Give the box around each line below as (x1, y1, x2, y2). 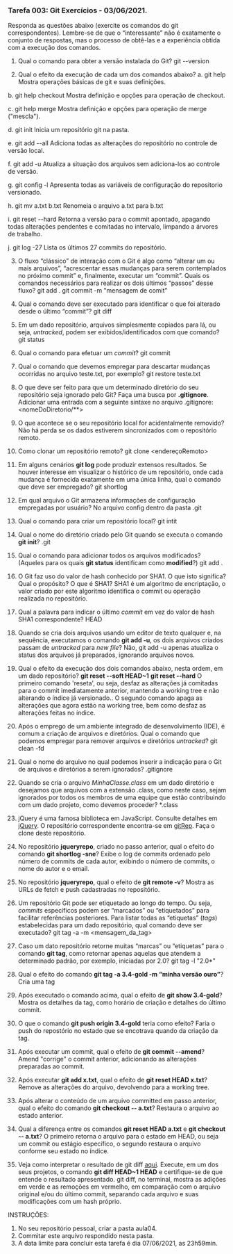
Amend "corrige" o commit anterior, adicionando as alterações (17, 1055, 197, 1064)
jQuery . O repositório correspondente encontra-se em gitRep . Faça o (17, 822, 216, 830)
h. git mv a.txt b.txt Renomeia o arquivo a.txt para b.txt (8, 202, 164, 210)
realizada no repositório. (17, 594, 88, 603)
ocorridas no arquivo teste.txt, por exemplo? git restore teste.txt (17, 370, 200, 378)
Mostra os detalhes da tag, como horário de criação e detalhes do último (17, 998, 226, 1007)
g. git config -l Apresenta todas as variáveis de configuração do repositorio (8, 181, 223, 189)
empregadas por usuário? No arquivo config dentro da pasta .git (17, 503, 202, 512)
